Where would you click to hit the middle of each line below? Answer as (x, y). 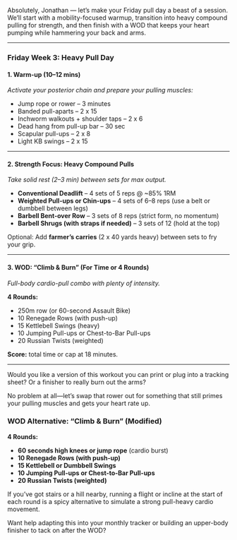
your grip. (22, 245)
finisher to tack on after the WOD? (57, 530)
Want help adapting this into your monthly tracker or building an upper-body (118, 522)
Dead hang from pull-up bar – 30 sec (71, 126)
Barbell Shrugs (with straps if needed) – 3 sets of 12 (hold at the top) (119, 223)
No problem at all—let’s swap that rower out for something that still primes (115, 395)
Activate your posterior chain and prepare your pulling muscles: (101, 90)
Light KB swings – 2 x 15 (53, 141)
